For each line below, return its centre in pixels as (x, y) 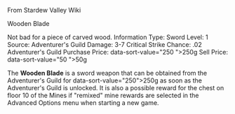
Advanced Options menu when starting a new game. (83, 103)
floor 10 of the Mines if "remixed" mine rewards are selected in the (103, 95)
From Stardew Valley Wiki (44, 10)
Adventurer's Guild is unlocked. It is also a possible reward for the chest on (116, 88)
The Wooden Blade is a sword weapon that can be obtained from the (107, 73)
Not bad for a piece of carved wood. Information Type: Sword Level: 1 (108, 37)
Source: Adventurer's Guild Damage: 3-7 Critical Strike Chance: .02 (105, 44)
